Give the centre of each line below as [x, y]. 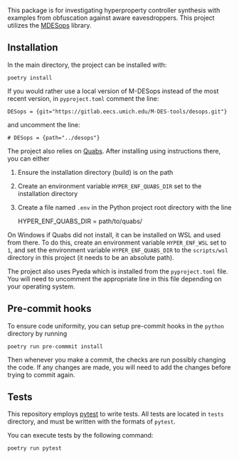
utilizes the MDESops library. [49, 25]
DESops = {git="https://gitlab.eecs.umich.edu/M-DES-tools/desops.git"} [117, 112]
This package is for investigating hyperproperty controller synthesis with [114, 10]
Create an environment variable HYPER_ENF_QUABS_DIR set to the [110, 186]
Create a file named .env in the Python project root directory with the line [124, 207]
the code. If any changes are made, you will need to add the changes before [119, 367]
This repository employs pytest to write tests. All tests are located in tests [116, 414]
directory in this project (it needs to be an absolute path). [91, 257]
